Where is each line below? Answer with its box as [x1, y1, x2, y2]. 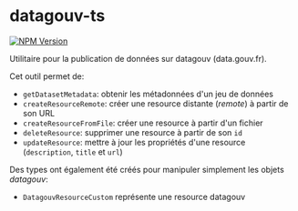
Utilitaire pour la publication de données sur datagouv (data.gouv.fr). [9, 53, 267, 64]
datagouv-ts [9, 5, 106, 26]
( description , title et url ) [22, 146, 123, 157]
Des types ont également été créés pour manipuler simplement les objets [9, 164, 284, 175]
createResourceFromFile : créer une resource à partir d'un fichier [22, 117, 263, 128]
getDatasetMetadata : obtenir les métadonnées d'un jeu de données [22, 88, 273, 99]
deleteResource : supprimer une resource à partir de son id [22, 126, 243, 137]
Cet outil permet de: [9, 70, 85, 82]
